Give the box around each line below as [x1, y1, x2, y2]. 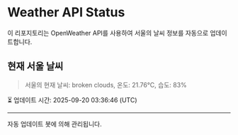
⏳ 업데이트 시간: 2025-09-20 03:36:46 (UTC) [7, 95, 137, 104]
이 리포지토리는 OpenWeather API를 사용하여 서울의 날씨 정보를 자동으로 [7, 28, 209, 37]
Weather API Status [7, 4, 125, 21]
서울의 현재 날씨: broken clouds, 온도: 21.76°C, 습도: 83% [24, 80, 188, 89]
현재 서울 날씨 [7, 60, 64, 72]
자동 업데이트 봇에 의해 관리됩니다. [7, 119, 102, 128]
